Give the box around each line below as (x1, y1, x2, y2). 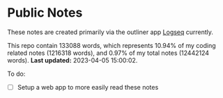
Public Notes (7, 5, 83, 21)
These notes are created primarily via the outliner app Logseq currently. (7, 28, 214, 36)
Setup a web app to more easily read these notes (17, 83, 159, 91)
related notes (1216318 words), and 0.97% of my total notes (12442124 (7, 49, 210, 57)
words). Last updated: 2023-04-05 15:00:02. (7, 56, 138, 64)
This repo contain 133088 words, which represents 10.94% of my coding (7, 41, 216, 49)
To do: (7, 70, 26, 78)
